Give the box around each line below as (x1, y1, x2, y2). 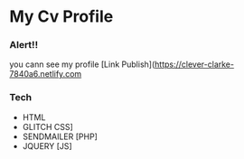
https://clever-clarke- (155, 59, 235, 70)
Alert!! (9, 39, 39, 51)
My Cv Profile (9, 6, 114, 27)
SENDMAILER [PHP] (22, 131, 98, 142)
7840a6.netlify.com (9, 69, 82, 79)
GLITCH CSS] (22, 121, 74, 132)
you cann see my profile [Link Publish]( (9, 59, 155, 70)
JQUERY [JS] (22, 140, 72, 151)
